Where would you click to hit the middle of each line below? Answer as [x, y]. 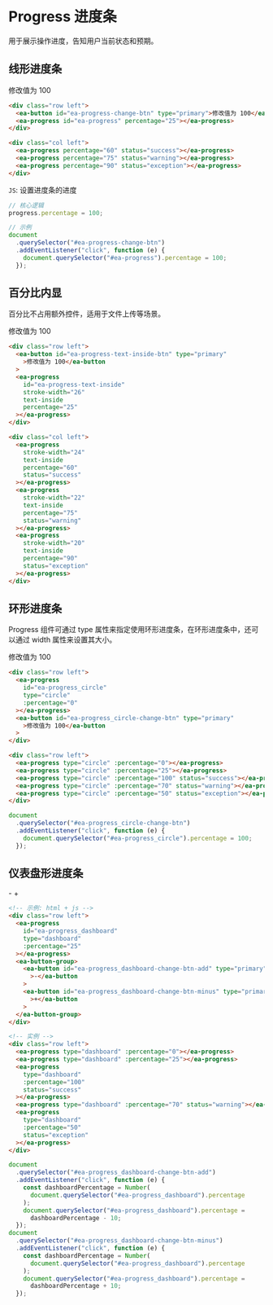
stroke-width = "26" [54, 392]
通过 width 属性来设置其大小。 [66, 639]
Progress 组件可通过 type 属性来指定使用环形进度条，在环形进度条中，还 [130, 630]
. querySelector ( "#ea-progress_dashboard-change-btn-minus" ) [119, 1241]
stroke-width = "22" [54, 498]
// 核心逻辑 [26, 205]
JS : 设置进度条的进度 [43, 190]
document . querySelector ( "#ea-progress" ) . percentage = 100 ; [125, 257]
